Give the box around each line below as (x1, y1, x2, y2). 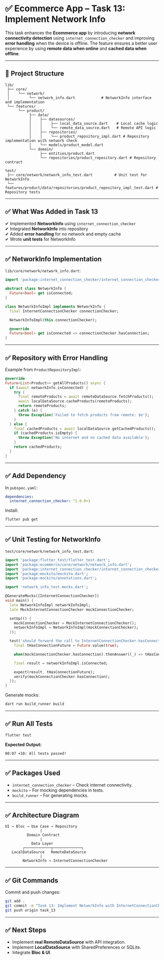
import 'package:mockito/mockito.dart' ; (5, 571, 89, 576)
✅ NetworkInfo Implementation (5, 255, 102, 263)
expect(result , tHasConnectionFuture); (14, 670, 95, 674)
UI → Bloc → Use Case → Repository (5, 824, 78, 829)
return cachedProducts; (14, 444, 62, 450)
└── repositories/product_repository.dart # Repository (40, 155, 156, 160)
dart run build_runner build (5, 701, 64, 707)
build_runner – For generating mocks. (12, 792, 89, 798)
